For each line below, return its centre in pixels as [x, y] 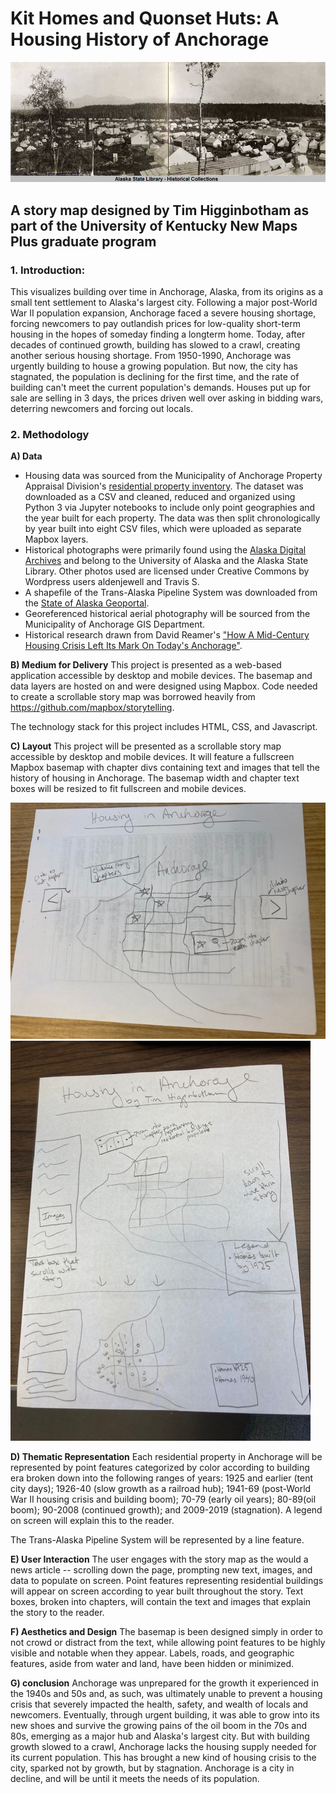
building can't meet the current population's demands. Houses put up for [161, 388]
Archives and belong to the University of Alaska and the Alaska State [166, 561]
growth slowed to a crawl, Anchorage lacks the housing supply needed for [163, 1747]
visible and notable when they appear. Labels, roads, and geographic [152, 1653]
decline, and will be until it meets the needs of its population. [135, 1779]
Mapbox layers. [56, 539]
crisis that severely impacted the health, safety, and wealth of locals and [159, 1704]
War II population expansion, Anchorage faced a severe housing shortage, [163, 313]
